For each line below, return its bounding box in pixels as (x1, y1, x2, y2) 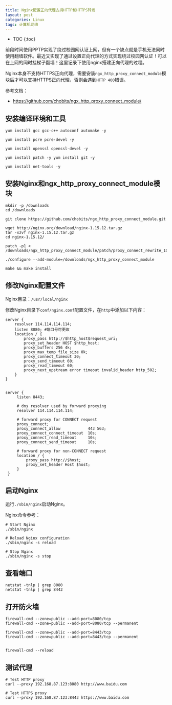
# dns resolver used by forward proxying (16, 403, 106, 409)
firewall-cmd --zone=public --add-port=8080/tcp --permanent (5, 621, 139, 626)
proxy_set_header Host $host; (26, 462, 91, 467)
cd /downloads (5, 207, 36, 212)
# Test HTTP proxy (5, 677, 45, 682)
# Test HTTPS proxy (5, 690, 47, 696)
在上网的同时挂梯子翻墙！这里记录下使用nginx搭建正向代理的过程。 (5, 60, 147, 66)
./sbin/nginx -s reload (5, 540, 56, 545)
